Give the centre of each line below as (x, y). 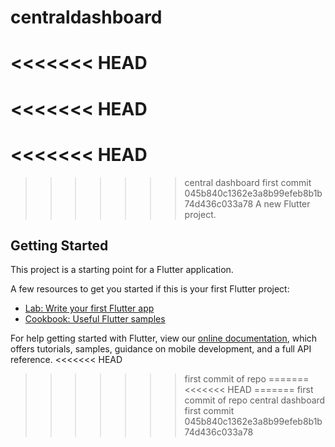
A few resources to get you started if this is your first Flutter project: (150, 289)
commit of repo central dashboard (255, 400)
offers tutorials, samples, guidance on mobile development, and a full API (161, 349)
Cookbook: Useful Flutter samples (95, 319)
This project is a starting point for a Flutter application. (122, 270)
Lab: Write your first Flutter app (89, 308)
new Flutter (287, 203)
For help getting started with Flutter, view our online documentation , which (164, 338)
